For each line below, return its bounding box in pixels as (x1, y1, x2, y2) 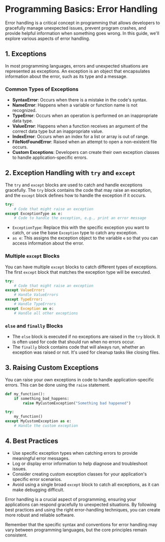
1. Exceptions (5, 50, 47, 58)
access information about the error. (12, 240, 84, 246)
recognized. (12, 108, 37, 113)
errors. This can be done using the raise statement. (5, 382, 110, 388)
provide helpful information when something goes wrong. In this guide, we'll (5, 30, 160, 36)
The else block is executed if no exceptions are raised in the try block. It (12, 333, 160, 339)
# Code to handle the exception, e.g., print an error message (14, 216, 147, 220)
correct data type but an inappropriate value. (12, 128, 103, 134)
